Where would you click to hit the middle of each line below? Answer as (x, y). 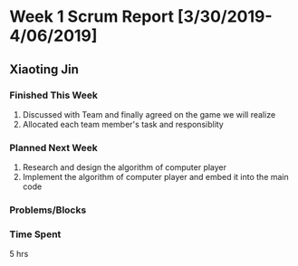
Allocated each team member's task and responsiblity (123, 124)
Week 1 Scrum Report (92, 17)
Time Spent (35, 234)
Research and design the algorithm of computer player (125, 167)
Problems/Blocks (48, 210)
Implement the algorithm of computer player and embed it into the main (156, 177)
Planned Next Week (53, 147)
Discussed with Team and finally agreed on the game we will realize (149, 114)
